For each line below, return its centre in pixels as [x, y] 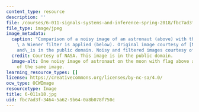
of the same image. [41, 67]
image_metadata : [26, 34]
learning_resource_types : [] [42, 72]
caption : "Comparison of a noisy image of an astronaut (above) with [99, 39]
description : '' [26, 17]
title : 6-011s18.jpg [32, 94]
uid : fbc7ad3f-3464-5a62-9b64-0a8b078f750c [61, 100]
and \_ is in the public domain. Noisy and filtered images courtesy [102, 50]
